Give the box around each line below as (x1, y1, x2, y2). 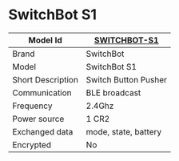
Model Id (28, 34, 62, 46)
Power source (12, 113, 65, 124)
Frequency (12, 100, 53, 111)
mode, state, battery (86, 126, 162, 137)
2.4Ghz (86, 100, 114, 111)
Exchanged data (12, 126, 74, 137)
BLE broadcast (86, 87, 141, 98)
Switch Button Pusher (86, 74, 168, 85)
